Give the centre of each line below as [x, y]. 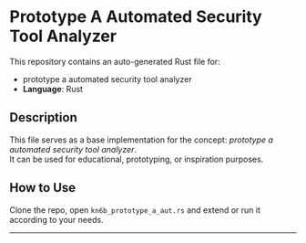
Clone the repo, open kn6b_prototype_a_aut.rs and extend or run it [135, 210]
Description [43, 117]
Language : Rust [53, 89]
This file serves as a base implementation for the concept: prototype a [141, 140]
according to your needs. [56, 219]
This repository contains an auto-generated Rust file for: [115, 61]
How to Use [43, 188]
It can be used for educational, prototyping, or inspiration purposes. [137, 159]
